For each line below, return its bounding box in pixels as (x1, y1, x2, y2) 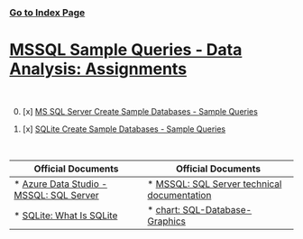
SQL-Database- (182, 203, 252, 216)
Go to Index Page (9, 6, 86, 19)
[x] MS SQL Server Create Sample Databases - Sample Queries (22, 106, 259, 116)
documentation (147, 188, 212, 201)
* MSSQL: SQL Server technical (147, 178, 282, 190)
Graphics (147, 215, 187, 227)
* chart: (147, 203, 180, 216)
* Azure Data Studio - (14, 178, 108, 190)
